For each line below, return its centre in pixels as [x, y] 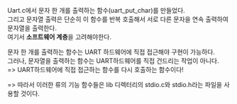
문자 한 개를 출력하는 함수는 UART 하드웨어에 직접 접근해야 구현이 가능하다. [111, 52]
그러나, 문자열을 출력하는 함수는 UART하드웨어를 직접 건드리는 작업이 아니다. [113, 61]
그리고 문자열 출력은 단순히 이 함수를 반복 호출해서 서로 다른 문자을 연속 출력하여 [118, 19]
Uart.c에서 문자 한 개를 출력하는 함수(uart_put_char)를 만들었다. [97, 10]
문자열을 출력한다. [32, 28]
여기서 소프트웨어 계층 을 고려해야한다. [60, 37]
